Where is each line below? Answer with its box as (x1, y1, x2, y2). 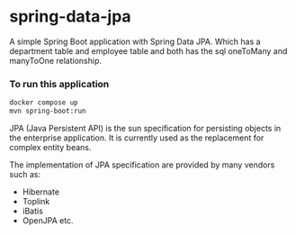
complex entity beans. (9, 141, 92, 152)
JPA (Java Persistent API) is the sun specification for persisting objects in (9, 122, 282, 133)
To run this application (9, 77, 110, 90)
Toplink (22, 195, 50, 206)
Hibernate (22, 186, 60, 197)
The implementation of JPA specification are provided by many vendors (9, 159, 275, 170)
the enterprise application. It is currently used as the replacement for (9, 132, 265, 143)
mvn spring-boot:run (9, 106, 87, 116)
